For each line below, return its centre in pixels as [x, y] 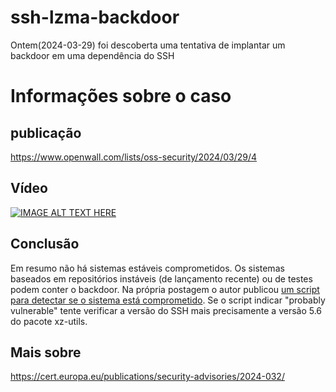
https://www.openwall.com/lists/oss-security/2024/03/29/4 [134, 157]
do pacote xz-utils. [49, 321]
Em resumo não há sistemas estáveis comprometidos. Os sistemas [147, 268]
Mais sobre [46, 352]
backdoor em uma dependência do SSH [92, 55]
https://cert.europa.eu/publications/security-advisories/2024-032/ [147, 377]
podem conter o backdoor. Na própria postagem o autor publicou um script [165, 289]
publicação [46, 132]
